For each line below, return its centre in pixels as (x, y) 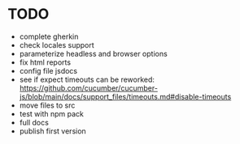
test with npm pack (52, 113)
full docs (34, 122)
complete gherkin (49, 36)
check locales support (57, 44)
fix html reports (45, 62)
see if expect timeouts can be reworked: (87, 79)
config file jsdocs (48, 70)
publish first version (52, 131)
